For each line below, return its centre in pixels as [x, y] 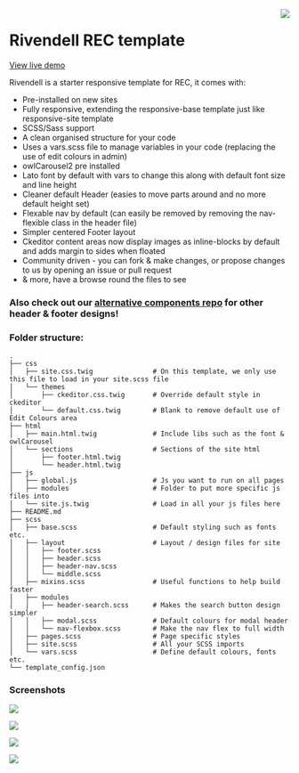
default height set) [56, 203]
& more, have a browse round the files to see [104, 279]
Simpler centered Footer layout [79, 232]
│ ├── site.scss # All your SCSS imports [127, 645]
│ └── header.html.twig [65, 465]
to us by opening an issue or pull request [97, 270]
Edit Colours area [43, 419]
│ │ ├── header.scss [55, 559]
